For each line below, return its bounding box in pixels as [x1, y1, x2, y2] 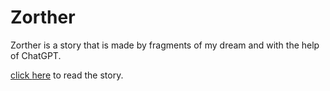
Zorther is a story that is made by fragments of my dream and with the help [10, 39, 320, 51]
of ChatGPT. [10, 49, 62, 61]
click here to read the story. [10, 69, 124, 81]
